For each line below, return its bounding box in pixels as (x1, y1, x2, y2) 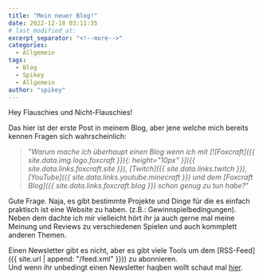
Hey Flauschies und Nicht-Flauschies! (8, 108, 133, 117)
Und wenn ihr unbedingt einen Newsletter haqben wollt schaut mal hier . (8, 262, 243, 272)
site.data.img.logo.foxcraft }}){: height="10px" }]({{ (27, 156, 195, 165)
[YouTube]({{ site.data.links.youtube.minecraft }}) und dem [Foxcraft (27, 172, 253, 182)
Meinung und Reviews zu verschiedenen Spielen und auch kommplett (8, 222, 237, 231)
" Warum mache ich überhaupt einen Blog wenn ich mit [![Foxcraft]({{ (27, 147, 255, 156)
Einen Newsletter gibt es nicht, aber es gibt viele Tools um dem (8, 246, 215, 255)
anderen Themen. (8, 231, 67, 240)
